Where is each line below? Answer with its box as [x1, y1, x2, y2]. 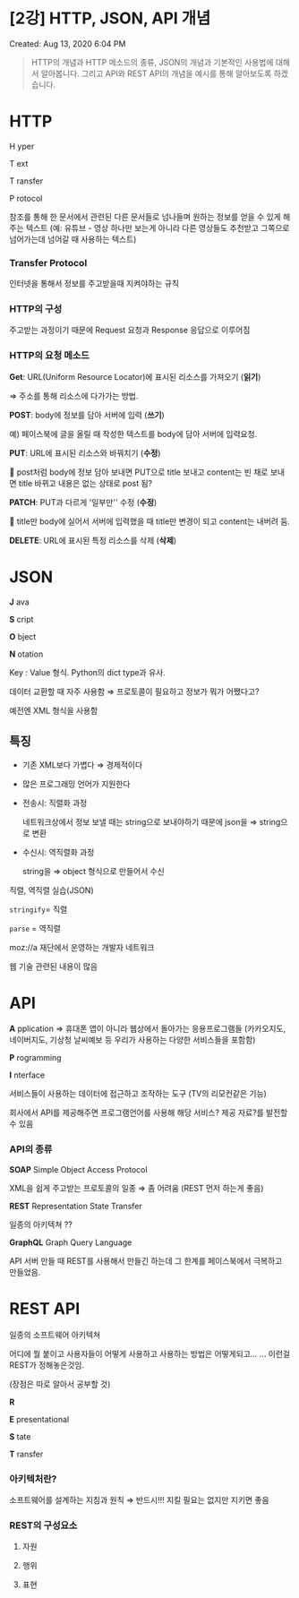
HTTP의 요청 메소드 [9, 349, 90, 362]
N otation [9, 649, 44, 659]
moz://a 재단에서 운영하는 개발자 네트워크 [9, 941, 155, 952]
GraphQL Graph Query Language [9, 1237, 132, 1248]
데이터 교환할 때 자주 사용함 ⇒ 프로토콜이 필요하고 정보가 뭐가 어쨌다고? [9, 686, 260, 697]
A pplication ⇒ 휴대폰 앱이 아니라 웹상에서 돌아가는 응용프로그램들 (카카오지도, [9, 1023, 286, 1035]
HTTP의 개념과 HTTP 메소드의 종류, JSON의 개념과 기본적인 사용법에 [30, 56, 274, 67]
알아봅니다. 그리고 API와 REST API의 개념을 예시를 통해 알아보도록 [40, 68, 272, 79]
